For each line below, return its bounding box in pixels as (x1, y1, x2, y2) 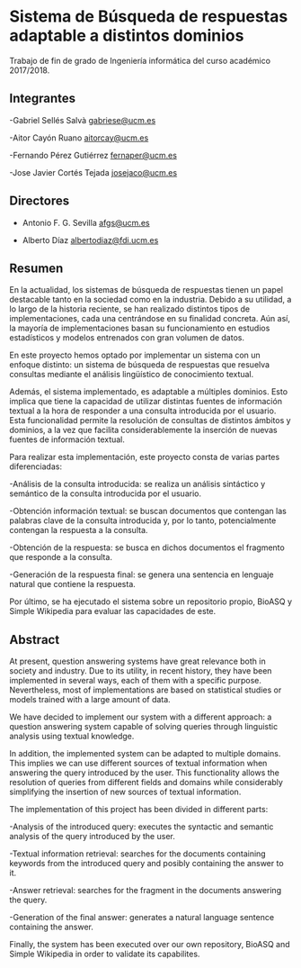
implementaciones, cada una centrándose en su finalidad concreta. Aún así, (9, 313, 290, 324)
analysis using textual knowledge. (9, 731, 135, 742)
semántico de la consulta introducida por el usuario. (9, 488, 202, 499)
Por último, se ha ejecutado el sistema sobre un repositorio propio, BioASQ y (9, 596, 293, 607)
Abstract (9, 632, 60, 647)
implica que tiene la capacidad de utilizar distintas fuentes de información (9, 396, 283, 407)
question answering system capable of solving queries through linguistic (9, 721, 279, 732)
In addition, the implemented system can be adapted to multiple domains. (9, 748, 281, 759)
